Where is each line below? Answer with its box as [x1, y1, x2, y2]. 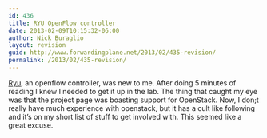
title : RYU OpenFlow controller [8, 19, 116, 27]
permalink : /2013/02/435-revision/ [8, 57, 127, 65]
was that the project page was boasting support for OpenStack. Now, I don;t [8, 95, 260, 104]
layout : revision [8, 41, 66, 49]
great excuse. [8, 120, 54, 130]
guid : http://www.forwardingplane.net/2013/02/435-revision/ [8, 49, 217, 57]
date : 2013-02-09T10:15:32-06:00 [8, 26, 120, 34]
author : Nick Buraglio [8, 34, 84, 42]
